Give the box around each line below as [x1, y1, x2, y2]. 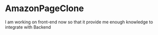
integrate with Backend [5, 24, 51, 30]
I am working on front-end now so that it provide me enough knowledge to [5, 19, 153, 25]
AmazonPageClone [5, 3, 84, 14]
